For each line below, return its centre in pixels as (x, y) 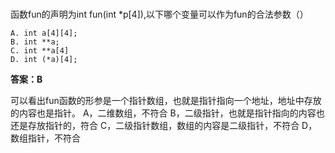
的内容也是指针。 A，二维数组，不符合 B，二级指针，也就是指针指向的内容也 (167, 113)
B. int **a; (35, 42)
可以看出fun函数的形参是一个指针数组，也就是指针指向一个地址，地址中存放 (166, 100)
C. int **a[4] (40, 50)
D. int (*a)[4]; (44, 59)
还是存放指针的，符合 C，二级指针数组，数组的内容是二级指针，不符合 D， (164, 125)
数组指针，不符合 (45, 138)
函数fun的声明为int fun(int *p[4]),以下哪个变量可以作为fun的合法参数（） (159, 14)
